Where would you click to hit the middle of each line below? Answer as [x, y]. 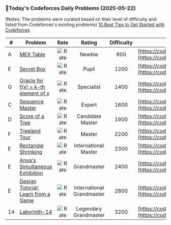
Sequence [32, 102]
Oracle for [32, 81]
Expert [89, 105]
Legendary [89, 209]
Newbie [89, 55]
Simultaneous [36, 167]
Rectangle [32, 146]
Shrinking [31, 152]
